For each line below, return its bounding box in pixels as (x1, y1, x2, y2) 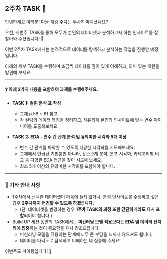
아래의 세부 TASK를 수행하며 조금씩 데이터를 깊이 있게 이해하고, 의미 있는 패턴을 (5, 63, 160, 69)
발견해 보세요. (5, 69, 32, 75)
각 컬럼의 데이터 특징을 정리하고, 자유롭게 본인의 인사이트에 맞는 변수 (19, 117, 153, 123)
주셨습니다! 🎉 (18, 35, 44, 41)
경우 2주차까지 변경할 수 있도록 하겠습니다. (12, 200, 94, 206)
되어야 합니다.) (24, 213, 52, 219)
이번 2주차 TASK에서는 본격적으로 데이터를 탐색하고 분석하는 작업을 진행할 (5, 46, 149, 52)
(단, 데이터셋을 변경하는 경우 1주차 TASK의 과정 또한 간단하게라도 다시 (19, 206, 155, 212)
